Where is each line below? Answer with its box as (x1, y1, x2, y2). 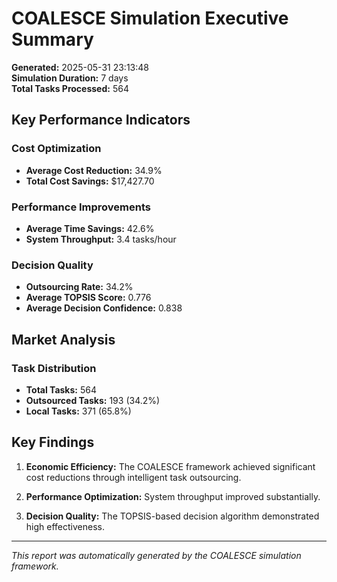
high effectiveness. (25, 520, 105, 532)
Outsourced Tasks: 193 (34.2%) (25, 394, 161, 406)
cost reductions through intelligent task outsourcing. (25, 471, 242, 483)
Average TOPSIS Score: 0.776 (25, 292, 152, 304)
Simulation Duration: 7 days (11, 72, 129, 84)
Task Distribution (11, 361, 97, 375)
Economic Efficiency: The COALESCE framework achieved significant (25, 460, 316, 472)
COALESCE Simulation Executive (11, 7, 289, 30)
